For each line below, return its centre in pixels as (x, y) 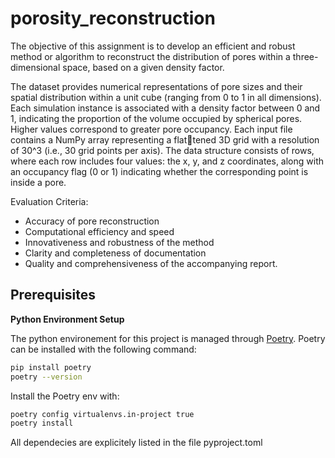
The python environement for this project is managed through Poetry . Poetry (168, 338)
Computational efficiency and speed (99, 231)
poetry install (42, 423)
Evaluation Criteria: (49, 201)
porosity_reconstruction (113, 18)
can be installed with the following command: (103, 349)
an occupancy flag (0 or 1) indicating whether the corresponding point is (159, 171)
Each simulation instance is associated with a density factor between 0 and (165, 108)
